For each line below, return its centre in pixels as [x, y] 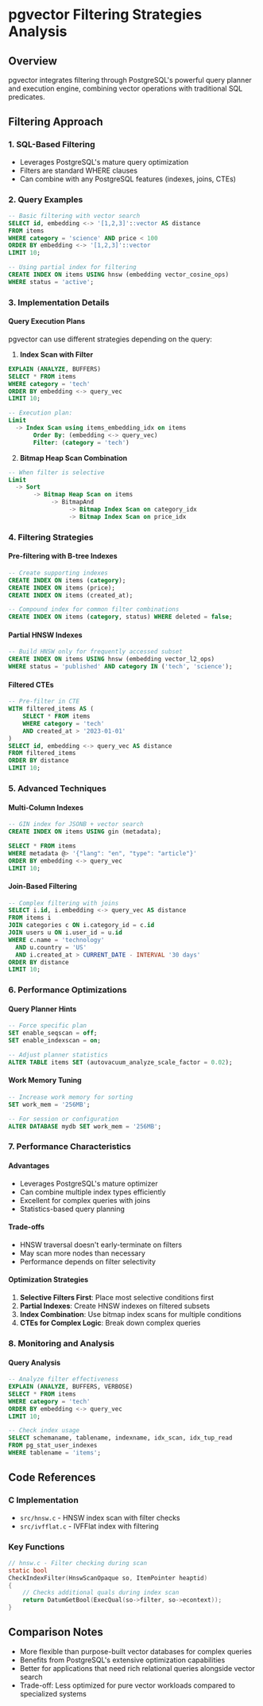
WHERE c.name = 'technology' [56, 940]
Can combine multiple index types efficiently [93, 1192]
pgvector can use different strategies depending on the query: [110, 339]
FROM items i [30, 918]
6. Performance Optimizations [68, 990]
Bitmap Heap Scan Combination [73, 458]
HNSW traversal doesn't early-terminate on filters [101, 1244]
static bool [28, 1570]
